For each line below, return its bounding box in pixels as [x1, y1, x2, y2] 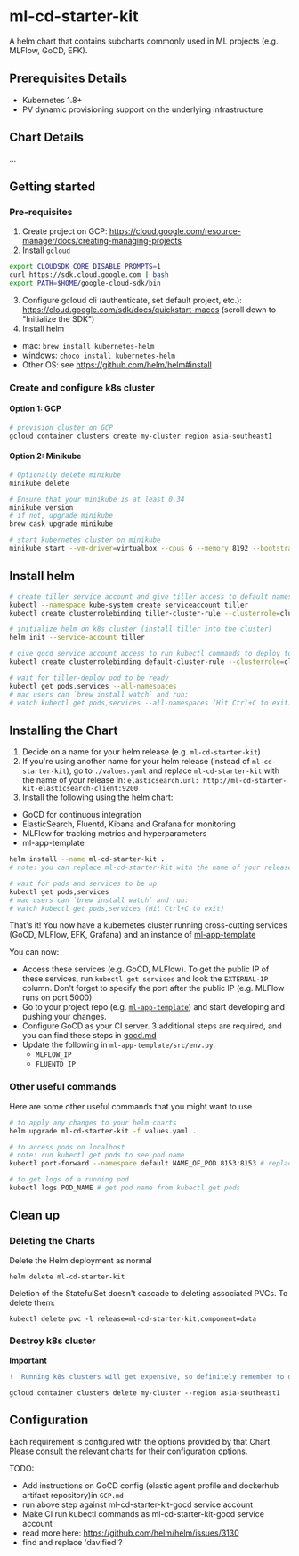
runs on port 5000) [21, 992, 93, 1003]
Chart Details [9, 130, 85, 145]
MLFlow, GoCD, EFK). [9, 44, 88, 55]
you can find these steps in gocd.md [21, 1030, 157, 1041]
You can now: [9, 947, 60, 957]
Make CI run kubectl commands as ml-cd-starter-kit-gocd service [21, 1508, 265, 1519]
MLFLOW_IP [35, 1051, 73, 1060]
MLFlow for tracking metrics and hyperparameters [21, 828, 207, 839]
